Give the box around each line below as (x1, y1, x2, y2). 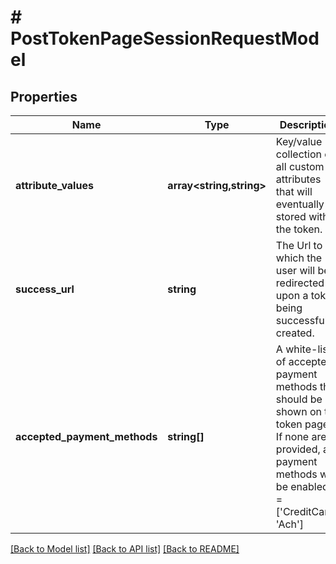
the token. (275, 222, 323, 236)
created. (275, 326, 315, 340)
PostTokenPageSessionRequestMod (10, 27, 320, 50)
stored (275, 210, 307, 223)
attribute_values (15, 179, 94, 192)
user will (275, 264, 316, 277)
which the (275, 251, 323, 265)
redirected (275, 276, 325, 290)
